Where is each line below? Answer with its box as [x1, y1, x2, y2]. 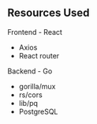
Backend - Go [7, 66, 53, 76]
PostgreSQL [18, 107, 58, 116]
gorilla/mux [18, 81, 56, 91]
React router [18, 51, 60, 60]
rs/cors [18, 90, 43, 100]
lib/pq [18, 98, 39, 107]
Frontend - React [7, 27, 62, 36]
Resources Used [7, 6, 90, 20]
